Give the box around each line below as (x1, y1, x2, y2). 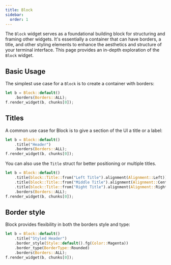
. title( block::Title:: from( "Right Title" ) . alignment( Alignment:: (14, 184, 156, 189)
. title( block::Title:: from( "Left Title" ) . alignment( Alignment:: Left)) (14, 175, 167, 180)
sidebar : (5, 12, 24, 17)
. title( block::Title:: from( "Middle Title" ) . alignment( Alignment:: (14, 180, 158, 185)
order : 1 (10, 17, 28, 22)
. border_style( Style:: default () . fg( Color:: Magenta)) (14, 241, 129, 246)
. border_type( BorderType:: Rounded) (14, 245, 90, 250)
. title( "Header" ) (14, 142, 51, 147)
